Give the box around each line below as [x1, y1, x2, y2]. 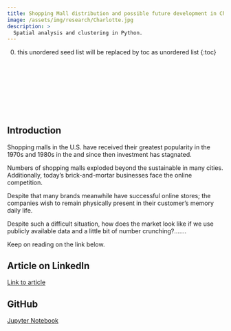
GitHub [7, 298, 38, 310]
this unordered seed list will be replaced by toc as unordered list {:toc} [16, 48, 217, 56]
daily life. [7, 206, 33, 214]
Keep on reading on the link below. [7, 240, 105, 248]
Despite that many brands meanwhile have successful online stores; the [7, 191, 211, 200]
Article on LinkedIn [7, 260, 90, 272]
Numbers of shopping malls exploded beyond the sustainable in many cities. [7, 163, 223, 172]
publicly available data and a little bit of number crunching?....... [7, 226, 187, 235]
